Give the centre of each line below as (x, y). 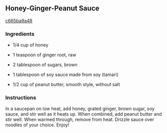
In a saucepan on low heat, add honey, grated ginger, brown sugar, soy (80, 109)
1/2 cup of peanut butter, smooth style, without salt (66, 85)
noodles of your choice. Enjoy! (37, 125)
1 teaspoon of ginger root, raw (44, 55)
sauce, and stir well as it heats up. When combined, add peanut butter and (83, 114)
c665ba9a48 (19, 20)
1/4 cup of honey (30, 45)
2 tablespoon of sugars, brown (45, 65)
